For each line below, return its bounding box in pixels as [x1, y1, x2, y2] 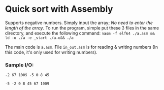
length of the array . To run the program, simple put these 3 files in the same [5, 25, 159, 30]
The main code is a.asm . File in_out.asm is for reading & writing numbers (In [5, 44, 158, 50]
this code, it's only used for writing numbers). [5, 49, 98, 55]
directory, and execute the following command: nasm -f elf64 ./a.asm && [5, 30, 155, 36]
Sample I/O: [5, 61, 34, 68]
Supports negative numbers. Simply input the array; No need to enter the [5, 20, 153, 26]
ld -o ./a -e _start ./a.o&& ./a [5, 35, 74, 40]
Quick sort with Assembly [5, 3, 113, 15]
